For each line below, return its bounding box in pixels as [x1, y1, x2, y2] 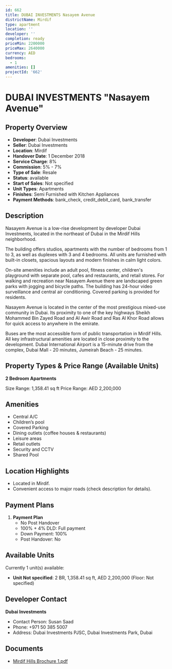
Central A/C [12, 414, 38, 420]
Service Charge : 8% [12, 159, 57, 164]
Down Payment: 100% [20, 531, 68, 537]
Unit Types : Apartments [12, 186, 64, 192]
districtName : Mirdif [5, 17, 52, 22]
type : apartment [5, 22, 40, 27]
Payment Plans [5, 501, 54, 509]
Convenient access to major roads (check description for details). [12, 486, 151, 492]
